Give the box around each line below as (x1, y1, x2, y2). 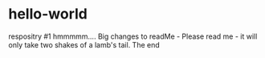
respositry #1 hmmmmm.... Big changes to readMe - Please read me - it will (8, 31, 258, 41)
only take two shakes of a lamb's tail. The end (8, 39, 161, 49)
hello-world (8, 5, 88, 23)
